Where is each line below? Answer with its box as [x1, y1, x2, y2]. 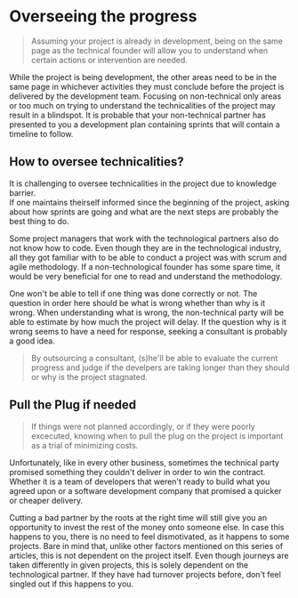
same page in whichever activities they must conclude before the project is [9, 81, 285, 92]
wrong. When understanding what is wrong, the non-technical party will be [9, 307, 285, 318]
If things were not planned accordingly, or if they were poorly [30, 421, 255, 432]
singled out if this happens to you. [9, 578, 134, 589]
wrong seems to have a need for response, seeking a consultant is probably [9, 326, 287, 336]
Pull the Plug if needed [9, 398, 137, 413]
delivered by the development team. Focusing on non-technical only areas [9, 91, 282, 101]
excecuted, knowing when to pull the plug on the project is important [30, 430, 284, 441]
